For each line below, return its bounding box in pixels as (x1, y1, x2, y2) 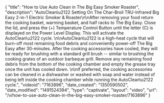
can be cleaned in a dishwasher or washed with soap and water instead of (5, 72, 155, 77)
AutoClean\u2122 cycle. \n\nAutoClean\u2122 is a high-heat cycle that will (5, 35, 154, 41)
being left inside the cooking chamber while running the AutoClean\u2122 (5, 77, 153, 82)
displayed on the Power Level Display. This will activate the (5, 30, 124, 36)
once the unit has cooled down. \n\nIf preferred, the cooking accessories (5, 66, 153, 72)
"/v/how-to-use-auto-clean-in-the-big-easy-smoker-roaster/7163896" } (5, 92, 151, 98)
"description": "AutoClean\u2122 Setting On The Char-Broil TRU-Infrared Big (5, 9, 159, 15)
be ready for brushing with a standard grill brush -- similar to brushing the (5, 51, 154, 57)
